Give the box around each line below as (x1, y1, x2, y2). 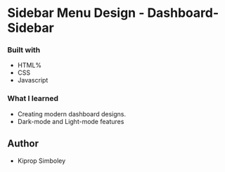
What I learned (7, 94, 58, 104)
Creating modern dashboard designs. (17, 109, 127, 118)
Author (7, 137, 39, 149)
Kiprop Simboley (17, 156, 66, 165)
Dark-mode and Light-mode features (17, 117, 124, 125)
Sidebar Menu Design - (7, 5, 145, 21)
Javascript (17, 76, 49, 85)
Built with (7, 45, 41, 55)
